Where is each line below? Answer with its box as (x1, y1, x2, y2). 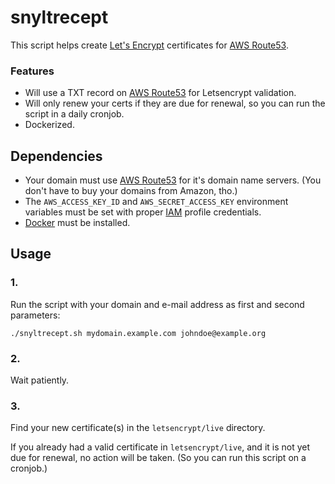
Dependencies (10, 147, 103, 165)
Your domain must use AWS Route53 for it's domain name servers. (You (24, 174, 322, 186)
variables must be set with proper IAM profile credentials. (24, 206, 262, 218)
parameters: (10, 309, 61, 321)
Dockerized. (24, 119, 75, 131)
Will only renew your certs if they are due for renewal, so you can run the (24, 97, 326, 110)
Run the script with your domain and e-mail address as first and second (10, 298, 305, 310)
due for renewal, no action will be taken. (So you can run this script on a (10, 452, 307, 464)
